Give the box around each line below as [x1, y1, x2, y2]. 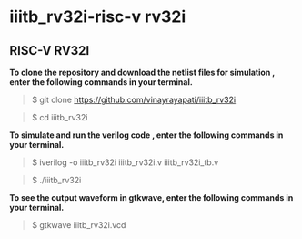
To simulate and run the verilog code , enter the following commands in [9, 130, 284, 140]
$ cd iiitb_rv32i [31, 112, 88, 122]
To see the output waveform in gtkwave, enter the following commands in [9, 192, 294, 203]
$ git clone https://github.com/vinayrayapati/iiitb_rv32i [31, 94, 237, 105]
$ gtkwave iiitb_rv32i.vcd [31, 220, 126, 230]
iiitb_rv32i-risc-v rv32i [9, 6, 186, 27]
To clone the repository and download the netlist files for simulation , [9, 67, 276, 78]
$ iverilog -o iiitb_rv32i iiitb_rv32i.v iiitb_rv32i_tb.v [31, 157, 219, 168]
